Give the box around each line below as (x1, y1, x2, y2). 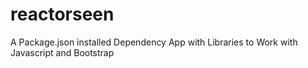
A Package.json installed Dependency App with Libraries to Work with (10, 36, 298, 48)
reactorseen (10, 3, 115, 26)
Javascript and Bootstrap (10, 46, 115, 58)
